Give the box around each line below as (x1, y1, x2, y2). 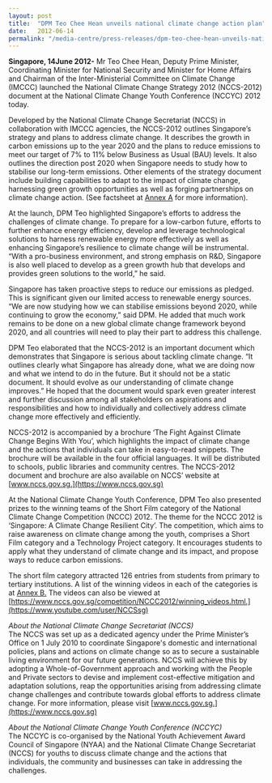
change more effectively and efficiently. (8, 412, 141, 422)
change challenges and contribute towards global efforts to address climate (8, 690, 261, 700)
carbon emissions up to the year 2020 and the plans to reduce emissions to (8, 141, 261, 151)
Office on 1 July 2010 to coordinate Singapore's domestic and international (8, 638, 257, 648)
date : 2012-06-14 (8, 27, 74, 35)
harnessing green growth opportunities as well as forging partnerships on (8, 184, 254, 194)
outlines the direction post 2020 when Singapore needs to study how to (8, 159, 248, 168)
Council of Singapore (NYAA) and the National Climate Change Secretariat (8, 740, 257, 750)
